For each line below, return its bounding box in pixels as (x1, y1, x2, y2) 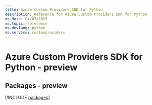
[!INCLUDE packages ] (5, 95, 50, 100)
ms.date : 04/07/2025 (5, 16, 48, 21)
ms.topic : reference (5, 21, 48, 26)
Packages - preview (5, 81, 68, 90)
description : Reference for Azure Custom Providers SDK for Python (5, 12, 148, 17)
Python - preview (5, 62, 78, 73)
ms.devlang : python (5, 26, 46, 31)
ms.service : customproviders (5, 30, 65, 35)
